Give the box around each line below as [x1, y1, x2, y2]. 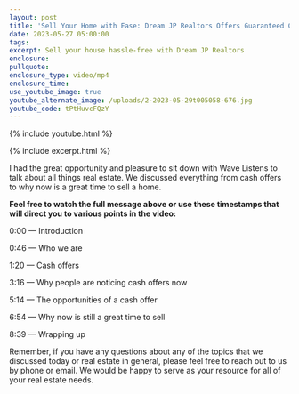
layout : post [9, 12, 58, 22]
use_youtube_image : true [9, 87, 101, 96]
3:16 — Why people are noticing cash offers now [9, 277, 188, 288]
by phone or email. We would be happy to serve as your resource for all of [9, 366, 281, 376]
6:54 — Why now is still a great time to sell [9, 312, 166, 323]
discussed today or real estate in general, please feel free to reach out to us [9, 356, 287, 366]
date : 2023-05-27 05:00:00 [9, 29, 109, 38]
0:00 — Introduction [9, 226, 83, 237]
